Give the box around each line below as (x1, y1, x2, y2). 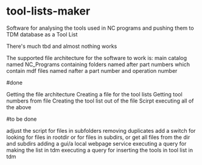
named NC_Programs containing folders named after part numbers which (6, 61, 190, 68)
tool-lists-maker (6, 4, 91, 18)
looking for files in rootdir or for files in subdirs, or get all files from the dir (6, 133, 190, 141)
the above (6, 103, 32, 110)
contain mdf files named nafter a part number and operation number (6, 67, 178, 74)
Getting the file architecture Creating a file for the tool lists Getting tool (6, 90, 183, 98)
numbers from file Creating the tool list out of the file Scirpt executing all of (6, 97, 194, 104)
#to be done (6, 115, 37, 123)
